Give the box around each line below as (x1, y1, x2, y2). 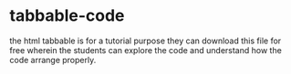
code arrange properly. (9, 54, 97, 65)
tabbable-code (9, 5, 125, 26)
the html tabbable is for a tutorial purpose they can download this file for (9, 35, 282, 46)
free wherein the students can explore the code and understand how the (9, 44, 283, 55)
